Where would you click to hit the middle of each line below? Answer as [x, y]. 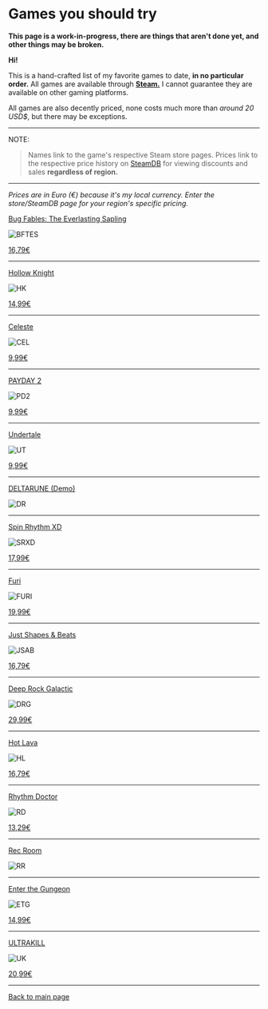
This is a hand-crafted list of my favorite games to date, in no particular [126, 75]
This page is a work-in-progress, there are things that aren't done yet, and [134, 36]
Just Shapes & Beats [42, 634]
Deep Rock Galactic [41, 689]
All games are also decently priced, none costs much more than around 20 [131, 108]
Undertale [25, 434]
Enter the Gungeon [39, 888]
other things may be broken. [56, 44]
